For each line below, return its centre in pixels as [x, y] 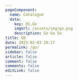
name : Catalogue [27, 15]
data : [16, 19]
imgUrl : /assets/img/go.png [44, 29]
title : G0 [16, 38]
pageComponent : [21, 10]
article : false [21, 57]
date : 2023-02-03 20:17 [30, 43]
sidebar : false [21, 52]
